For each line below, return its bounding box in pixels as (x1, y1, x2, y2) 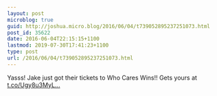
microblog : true (7, 16, 54, 23)
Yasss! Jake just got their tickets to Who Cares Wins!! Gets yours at (7, 73, 198, 82)
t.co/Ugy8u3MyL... (7, 80, 60, 89)
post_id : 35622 (7, 29, 51, 36)
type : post (7, 49, 38, 56)
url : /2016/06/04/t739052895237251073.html (7, 55, 134, 62)
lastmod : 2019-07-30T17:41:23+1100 (7, 42, 109, 49)
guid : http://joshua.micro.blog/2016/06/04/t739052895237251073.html (7, 23, 211, 29)
